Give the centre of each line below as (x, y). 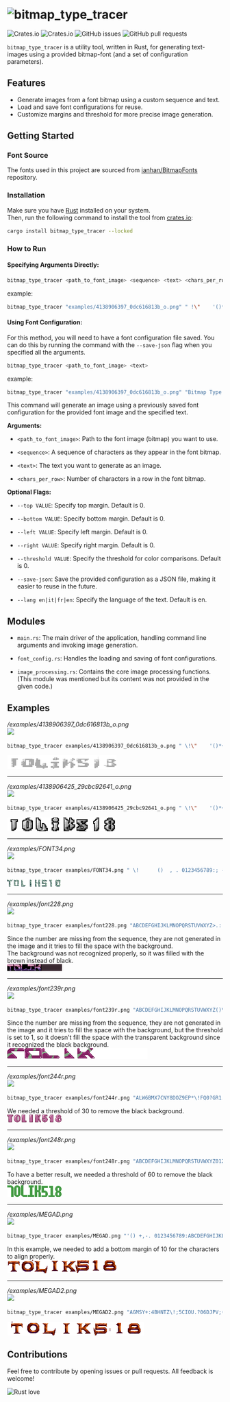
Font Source (28, 156)
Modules (26, 621)
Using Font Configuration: (45, 322)
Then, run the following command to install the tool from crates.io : (100, 217)
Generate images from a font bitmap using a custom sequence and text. (118, 99)
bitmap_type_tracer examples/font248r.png (68, 1162)
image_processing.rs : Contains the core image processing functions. (114, 672)
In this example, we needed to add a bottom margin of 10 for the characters (113, 1249)
